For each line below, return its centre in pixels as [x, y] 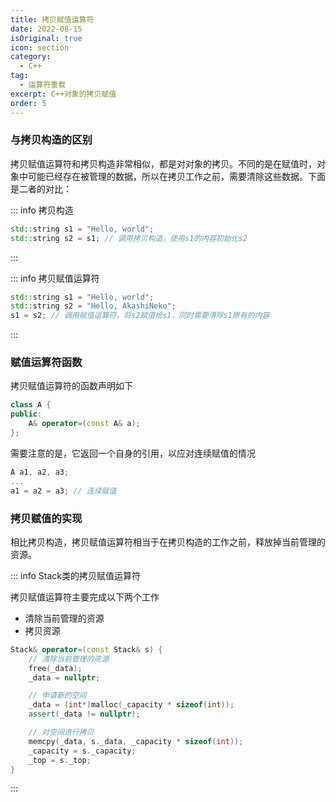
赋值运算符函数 [46, 363]
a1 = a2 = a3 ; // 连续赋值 [63, 491]
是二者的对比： [41, 188]
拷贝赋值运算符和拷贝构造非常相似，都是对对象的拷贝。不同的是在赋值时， [163, 163]
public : [26, 414]
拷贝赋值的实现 [46, 518]
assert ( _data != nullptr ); [84, 714]
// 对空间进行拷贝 [61, 732]
